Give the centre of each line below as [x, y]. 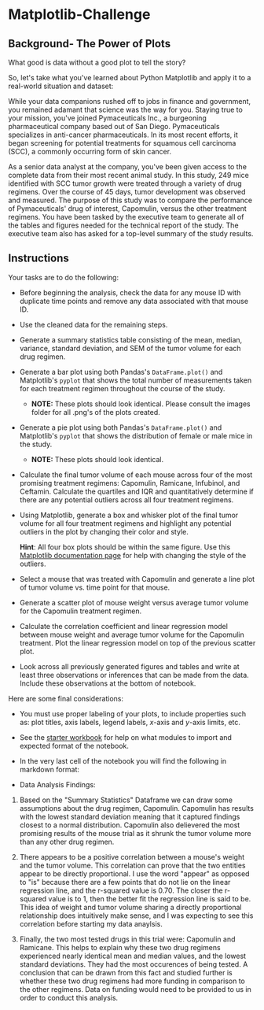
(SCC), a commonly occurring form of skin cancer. [90, 152]
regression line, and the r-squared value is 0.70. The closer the [121, 890]
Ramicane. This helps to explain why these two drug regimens [120, 947]
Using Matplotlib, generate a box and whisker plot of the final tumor [129, 515]
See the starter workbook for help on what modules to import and [125, 737]
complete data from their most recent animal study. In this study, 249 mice [128, 175]
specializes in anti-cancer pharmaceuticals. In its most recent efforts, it [123, 135]
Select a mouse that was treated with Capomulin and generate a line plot [137, 579]
